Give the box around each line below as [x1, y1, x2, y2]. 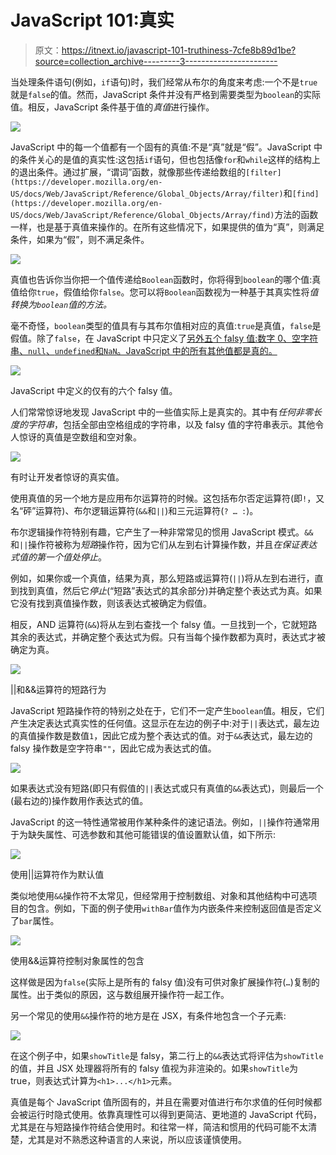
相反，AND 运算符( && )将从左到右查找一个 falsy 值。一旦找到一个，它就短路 [10, 618, 318, 630]
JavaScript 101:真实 [10, 9, 175, 32]
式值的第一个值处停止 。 [10, 551, 107, 563]
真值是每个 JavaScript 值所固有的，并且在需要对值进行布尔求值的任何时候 [10, 1096, 314, 1108]
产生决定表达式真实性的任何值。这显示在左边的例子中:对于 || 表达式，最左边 [10, 717, 320, 729]
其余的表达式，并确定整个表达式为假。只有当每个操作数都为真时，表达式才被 [10, 631, 326, 643]
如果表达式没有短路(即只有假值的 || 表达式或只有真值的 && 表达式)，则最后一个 [10, 782, 324, 794]
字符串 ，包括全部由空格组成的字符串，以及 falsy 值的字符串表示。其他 [27, 418, 316, 430]
